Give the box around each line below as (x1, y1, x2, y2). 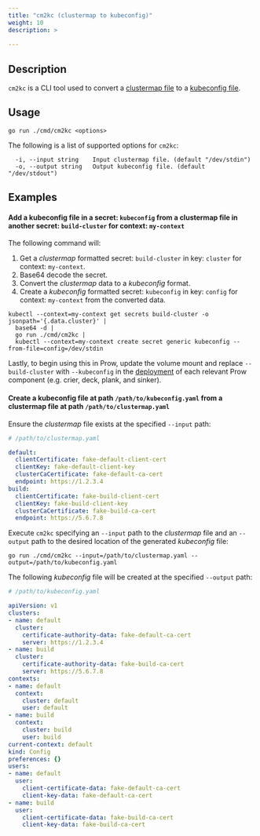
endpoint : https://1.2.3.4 (15, 478, 104, 486)
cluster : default (22, 696, 79, 705)
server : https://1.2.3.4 (22, 638, 104, 646)
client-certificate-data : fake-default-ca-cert (22, 784, 181, 793)
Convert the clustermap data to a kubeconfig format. (19, 279, 191, 288)
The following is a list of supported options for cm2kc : (8, 141, 179, 150)
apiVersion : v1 (8, 602, 58, 610)
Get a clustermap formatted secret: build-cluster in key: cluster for (19, 254, 242, 263)
